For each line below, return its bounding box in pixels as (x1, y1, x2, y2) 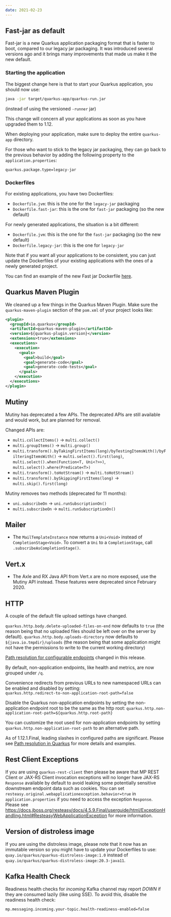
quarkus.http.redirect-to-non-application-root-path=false (5, 691, 134, 696)
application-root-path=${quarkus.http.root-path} (5, 711, 113, 716)
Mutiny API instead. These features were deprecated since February (12, 579, 157, 585)
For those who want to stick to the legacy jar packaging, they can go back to (5, 146, 166, 152)
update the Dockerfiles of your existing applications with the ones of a (5, 257, 153, 264)
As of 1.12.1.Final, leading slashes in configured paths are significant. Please (5, 735, 164, 741)
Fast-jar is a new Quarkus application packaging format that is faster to (5, 40, 155, 46)
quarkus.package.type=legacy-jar (5, 167, 77, 172)
